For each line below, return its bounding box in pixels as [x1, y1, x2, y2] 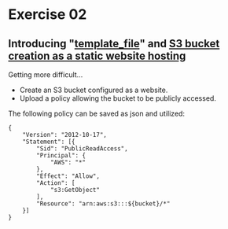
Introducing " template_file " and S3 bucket [8, 37, 220, 50]
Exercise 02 [8, 6, 87, 24]
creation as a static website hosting [8, 49, 186, 62]
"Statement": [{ [22, 138, 76, 146]
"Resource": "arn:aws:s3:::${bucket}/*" [36, 200, 171, 208]
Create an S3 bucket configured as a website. [19, 85, 168, 94]
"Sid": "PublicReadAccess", [36, 145, 128, 153]
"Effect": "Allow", [36, 172, 101, 180]
